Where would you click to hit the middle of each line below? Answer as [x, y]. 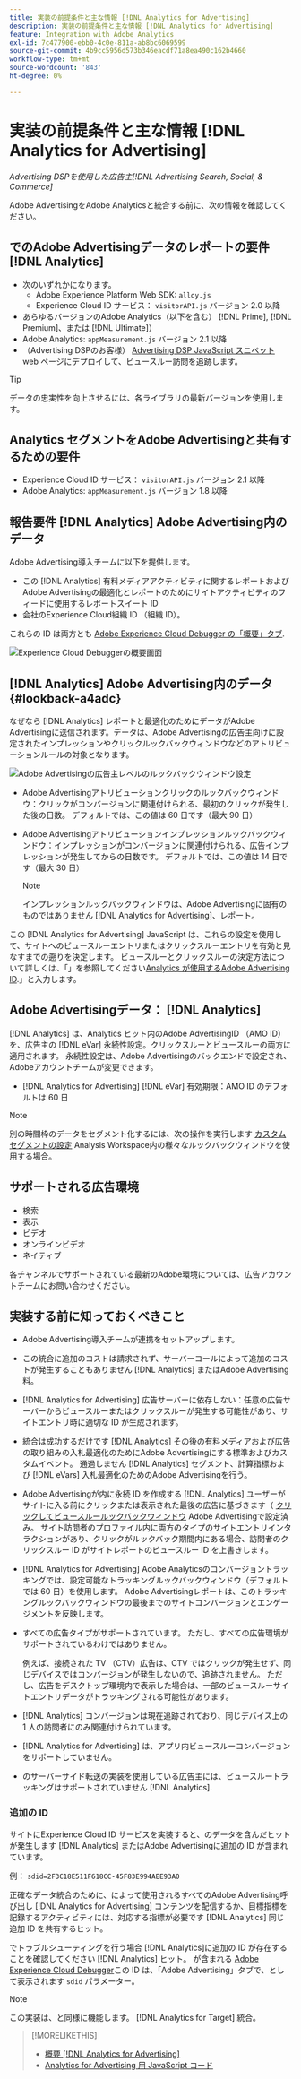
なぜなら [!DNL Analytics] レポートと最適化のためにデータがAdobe [132, 720]
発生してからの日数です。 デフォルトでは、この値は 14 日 [175, 856]
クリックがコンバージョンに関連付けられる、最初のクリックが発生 [160, 804]
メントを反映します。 [69, 1614]
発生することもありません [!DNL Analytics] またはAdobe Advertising [163, 1370]
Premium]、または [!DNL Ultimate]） [89, 327]
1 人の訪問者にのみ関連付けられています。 [99, 1727]
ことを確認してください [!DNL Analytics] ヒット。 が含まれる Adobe [134, 1958]
